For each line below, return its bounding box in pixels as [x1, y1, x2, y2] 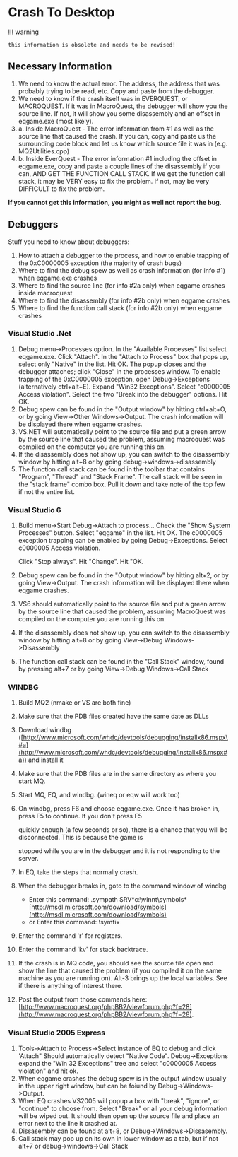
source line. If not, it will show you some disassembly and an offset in [18, 109, 220, 117]
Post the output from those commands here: [18, 995, 148, 1004]
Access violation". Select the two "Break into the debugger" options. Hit [18, 389, 227, 398]
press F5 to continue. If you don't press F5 [18, 812, 142, 821]
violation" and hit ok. [18, 1067, 78, 1075]
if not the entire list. [18, 487, 75, 495]
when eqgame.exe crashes [18, 274, 97, 282]
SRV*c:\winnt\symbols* [119, 895, 188, 904]
